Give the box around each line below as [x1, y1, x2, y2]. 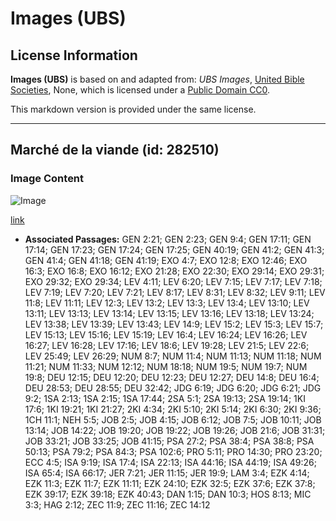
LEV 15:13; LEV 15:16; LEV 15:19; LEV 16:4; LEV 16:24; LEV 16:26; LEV [24, 328, 308, 341]
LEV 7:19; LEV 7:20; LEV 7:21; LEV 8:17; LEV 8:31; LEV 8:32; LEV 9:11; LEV [24, 286, 326, 298]
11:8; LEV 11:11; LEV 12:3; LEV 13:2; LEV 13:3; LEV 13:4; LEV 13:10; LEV [24, 297, 310, 309]
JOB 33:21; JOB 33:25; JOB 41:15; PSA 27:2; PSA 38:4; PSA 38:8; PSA [24, 435, 315, 447]
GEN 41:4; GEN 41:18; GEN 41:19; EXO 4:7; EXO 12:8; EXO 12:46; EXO [24, 254, 308, 266]
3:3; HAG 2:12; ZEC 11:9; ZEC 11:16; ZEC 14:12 [24, 498, 211, 511]
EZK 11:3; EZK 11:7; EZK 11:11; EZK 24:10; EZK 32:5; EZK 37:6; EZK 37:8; [24, 477, 316, 489]
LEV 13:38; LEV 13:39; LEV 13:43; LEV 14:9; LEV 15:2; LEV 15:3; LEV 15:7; [24, 318, 324, 330]
